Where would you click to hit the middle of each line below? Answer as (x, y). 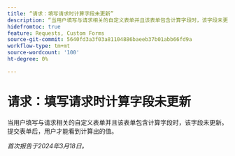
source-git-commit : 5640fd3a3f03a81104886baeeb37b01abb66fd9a (100, 40)
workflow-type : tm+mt (39, 46)
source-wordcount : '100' (43, 53)
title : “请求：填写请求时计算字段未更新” (60, 14)
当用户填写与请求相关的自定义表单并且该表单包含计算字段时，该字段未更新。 (117, 122)
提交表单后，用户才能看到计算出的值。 (62, 131)
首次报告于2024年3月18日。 (48, 146)
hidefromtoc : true (34, 26)
